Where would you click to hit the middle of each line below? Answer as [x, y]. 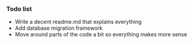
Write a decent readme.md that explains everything [78, 22]
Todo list [19, 9]
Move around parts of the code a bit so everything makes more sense [101, 34]
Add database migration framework [59, 28]
